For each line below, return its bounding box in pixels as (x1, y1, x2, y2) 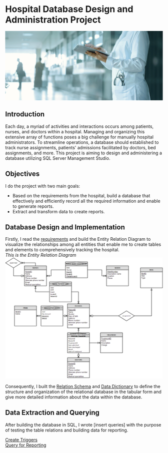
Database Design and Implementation (5, 223, 125, 231)
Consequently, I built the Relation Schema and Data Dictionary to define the (5, 383, 161, 389)
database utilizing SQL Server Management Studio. (5, 155, 110, 161)
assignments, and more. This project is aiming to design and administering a (5, 150, 162, 156)
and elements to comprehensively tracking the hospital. (5, 247, 120, 253)
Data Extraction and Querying (5, 409, 100, 417)
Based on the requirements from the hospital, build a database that (12, 192, 150, 198)
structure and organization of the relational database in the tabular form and (5, 389, 161, 395)
